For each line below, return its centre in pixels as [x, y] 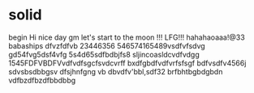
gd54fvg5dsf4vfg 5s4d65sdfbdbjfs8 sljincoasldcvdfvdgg [104, 54]
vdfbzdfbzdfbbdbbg [42, 80]
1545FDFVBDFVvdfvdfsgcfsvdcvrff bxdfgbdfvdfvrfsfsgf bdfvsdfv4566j [127, 63]
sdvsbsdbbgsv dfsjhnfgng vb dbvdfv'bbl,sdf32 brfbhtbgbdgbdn [116, 71]
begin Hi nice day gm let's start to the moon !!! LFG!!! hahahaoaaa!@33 [127, 37]
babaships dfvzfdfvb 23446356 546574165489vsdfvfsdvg [107, 45]
